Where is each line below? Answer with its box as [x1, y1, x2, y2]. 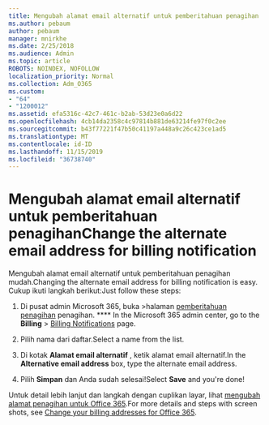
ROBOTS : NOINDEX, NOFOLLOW [8, 65, 100, 73]
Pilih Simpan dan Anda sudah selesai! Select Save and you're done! [19, 375, 246, 384]
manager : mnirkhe [8, 34, 67, 43]
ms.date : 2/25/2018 [8, 42, 75, 50]
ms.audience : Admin [8, 49, 75, 58]
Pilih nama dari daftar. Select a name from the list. [19, 334, 185, 345]
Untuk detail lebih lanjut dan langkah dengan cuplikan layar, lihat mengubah [8, 390, 261, 400]
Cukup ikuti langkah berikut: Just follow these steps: [8, 285, 181, 296]
